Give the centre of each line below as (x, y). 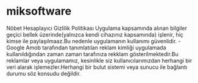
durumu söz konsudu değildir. (44, 73)
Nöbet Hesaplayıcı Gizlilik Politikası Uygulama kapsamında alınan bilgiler (97, 28)
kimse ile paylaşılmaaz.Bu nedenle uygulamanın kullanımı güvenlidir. (92, 41)
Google (16, 48)
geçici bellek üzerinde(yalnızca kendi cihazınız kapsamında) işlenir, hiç (95, 34)
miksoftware (39, 11)
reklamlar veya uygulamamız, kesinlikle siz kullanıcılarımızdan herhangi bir (99, 60)
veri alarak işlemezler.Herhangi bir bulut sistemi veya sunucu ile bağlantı (97, 67)
